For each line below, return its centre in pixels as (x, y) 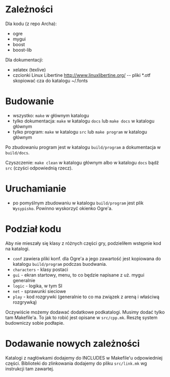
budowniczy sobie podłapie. (35, 323)
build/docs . (17, 153)
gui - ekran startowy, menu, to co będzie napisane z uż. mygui (78, 275)
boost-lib (22, 50)
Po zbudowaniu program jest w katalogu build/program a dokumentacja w (83, 147)
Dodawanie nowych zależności (72, 343)
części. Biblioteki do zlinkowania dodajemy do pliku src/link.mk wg (76, 363)
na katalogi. (17, 248)
